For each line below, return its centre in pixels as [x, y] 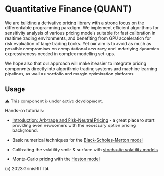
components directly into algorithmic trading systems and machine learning [81, 68]
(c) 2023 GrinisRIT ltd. [27, 168]
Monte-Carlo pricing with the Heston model [56, 159]
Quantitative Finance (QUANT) [69, 9]
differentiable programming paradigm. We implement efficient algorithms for [82, 27]
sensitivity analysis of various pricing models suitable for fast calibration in [80, 33]
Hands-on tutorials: [24, 110]
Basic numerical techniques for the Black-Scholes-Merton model [77, 140]
